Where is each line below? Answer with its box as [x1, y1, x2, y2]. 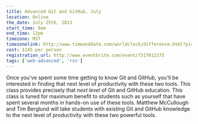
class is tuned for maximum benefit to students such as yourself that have [6, 92, 186, 100]
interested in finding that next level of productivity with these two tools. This [6, 80, 191, 87]
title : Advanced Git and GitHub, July [6, 8, 101, 15]
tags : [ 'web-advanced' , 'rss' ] [6, 58, 83, 63]
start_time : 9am [6, 25, 46, 31]
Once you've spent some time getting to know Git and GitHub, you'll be [6, 74, 179, 81]
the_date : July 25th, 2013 [6, 19, 72, 25]
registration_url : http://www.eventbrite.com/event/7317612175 [6, 52, 165, 58]
